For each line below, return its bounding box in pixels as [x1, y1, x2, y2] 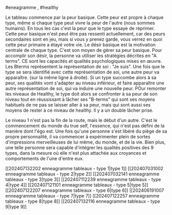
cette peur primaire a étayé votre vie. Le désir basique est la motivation [5, 42, 156, 48]
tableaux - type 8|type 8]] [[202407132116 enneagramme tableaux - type [5, 198, 160, 204]
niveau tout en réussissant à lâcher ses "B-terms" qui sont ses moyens [5, 96, 156, 102]
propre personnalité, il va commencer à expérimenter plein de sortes [5, 134, 150, 139]
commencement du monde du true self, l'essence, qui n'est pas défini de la [5, 123, 165, 129]
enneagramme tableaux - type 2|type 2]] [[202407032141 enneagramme [5, 171, 160, 177]
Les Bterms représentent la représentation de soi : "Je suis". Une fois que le [5, 64, 165, 69]
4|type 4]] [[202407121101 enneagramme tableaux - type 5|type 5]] [5, 182, 148, 188]
